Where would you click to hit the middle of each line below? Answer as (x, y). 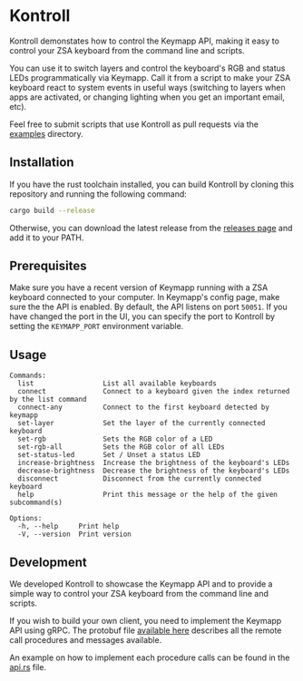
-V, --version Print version (74, 535)
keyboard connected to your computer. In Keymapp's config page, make (145, 297)
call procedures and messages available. (86, 640)
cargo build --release (52, 210)
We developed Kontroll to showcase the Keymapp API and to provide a (141, 584)
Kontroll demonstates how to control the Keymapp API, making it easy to (144, 41)
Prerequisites (48, 266)
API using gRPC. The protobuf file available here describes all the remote (146, 630)
